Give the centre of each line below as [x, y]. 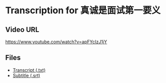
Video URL [22, 29]
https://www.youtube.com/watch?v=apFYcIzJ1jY [56, 42]
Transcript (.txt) [29, 70]
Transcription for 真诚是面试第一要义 [83, 10]
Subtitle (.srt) [26, 75]
